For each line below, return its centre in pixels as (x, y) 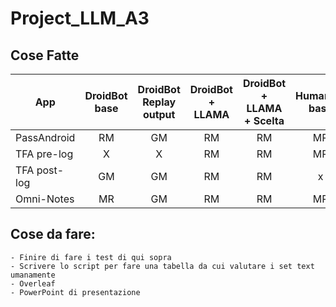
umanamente (33, 275)
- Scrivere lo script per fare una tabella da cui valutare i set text (162, 266)
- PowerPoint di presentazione (75, 292)
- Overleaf (33, 283)
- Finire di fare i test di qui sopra (91, 257)
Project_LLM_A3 (80, 18)
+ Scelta (264, 120)
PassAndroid (45, 137)
